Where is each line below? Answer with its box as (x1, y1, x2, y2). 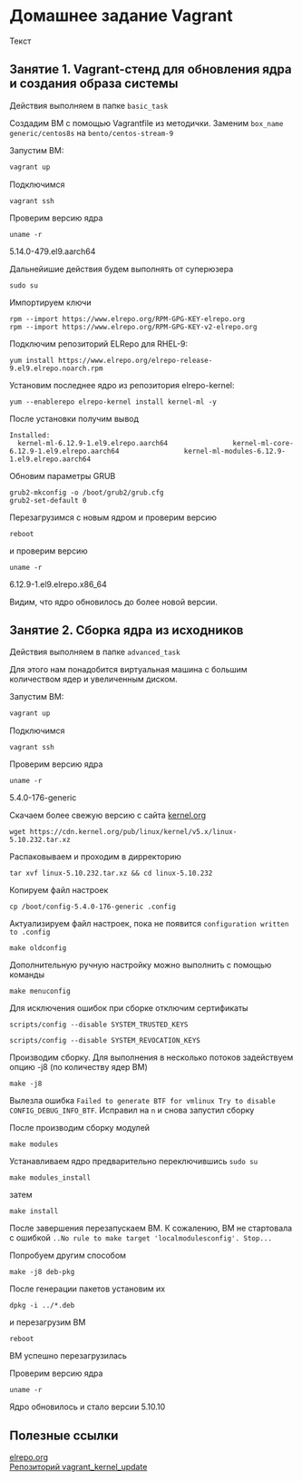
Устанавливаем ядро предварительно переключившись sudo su (9, 1156, 258, 1167)
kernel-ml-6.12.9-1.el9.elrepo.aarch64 (17, 438, 169, 447)
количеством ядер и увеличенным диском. (9, 673, 179, 685)
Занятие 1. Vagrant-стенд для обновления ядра (9, 62, 292, 77)
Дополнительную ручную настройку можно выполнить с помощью (9, 959, 272, 971)
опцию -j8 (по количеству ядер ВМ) (9, 1062, 148, 1073)
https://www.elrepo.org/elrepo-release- (57, 356, 213, 365)
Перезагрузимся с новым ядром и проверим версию (9, 512, 218, 523)
